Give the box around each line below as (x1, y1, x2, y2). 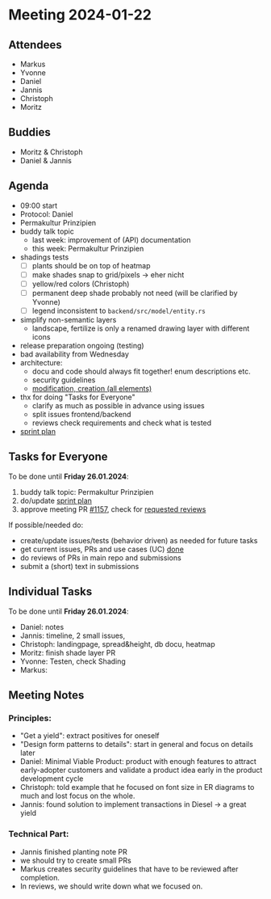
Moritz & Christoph (19, 147, 83, 157)
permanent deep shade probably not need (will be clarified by (31, 288, 238, 298)
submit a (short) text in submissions (19, 561, 140, 571)
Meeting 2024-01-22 (8, 6, 152, 24)
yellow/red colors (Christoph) (31, 279, 130, 289)
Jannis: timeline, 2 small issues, (19, 631, 126, 640)
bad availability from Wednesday (19, 349, 129, 359)
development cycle (19, 774, 84, 783)
